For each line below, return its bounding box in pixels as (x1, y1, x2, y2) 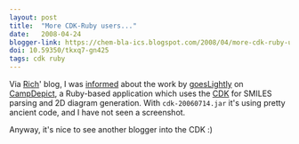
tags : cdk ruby (9, 54, 66, 63)
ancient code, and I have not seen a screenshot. (9, 108, 186, 117)
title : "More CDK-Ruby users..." (9, 21, 138, 30)
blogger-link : (9, 37, 62, 47)
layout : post (9, 12, 58, 22)
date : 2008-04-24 (9, 29, 82, 38)
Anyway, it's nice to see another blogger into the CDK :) (9, 124, 214, 134)
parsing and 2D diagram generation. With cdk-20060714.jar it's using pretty (9, 98, 287, 108)
